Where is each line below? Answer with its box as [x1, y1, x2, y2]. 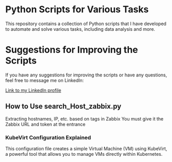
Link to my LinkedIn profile [5, 87, 62, 93]
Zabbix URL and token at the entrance [5, 121, 86, 127]
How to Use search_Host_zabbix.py [5, 102, 122, 111]
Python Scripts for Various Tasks [5, 4, 149, 15]
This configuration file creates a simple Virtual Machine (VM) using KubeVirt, [5, 145, 167, 152]
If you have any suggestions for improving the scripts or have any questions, [5, 72, 167, 78]
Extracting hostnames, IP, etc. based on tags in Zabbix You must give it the [5, 115, 164, 121]
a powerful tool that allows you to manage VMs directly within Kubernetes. [5, 151, 163, 157]
